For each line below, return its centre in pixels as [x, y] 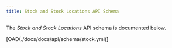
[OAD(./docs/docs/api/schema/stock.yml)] [57, 39]
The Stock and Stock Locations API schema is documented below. [86, 28]
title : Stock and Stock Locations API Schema [62, 11]
